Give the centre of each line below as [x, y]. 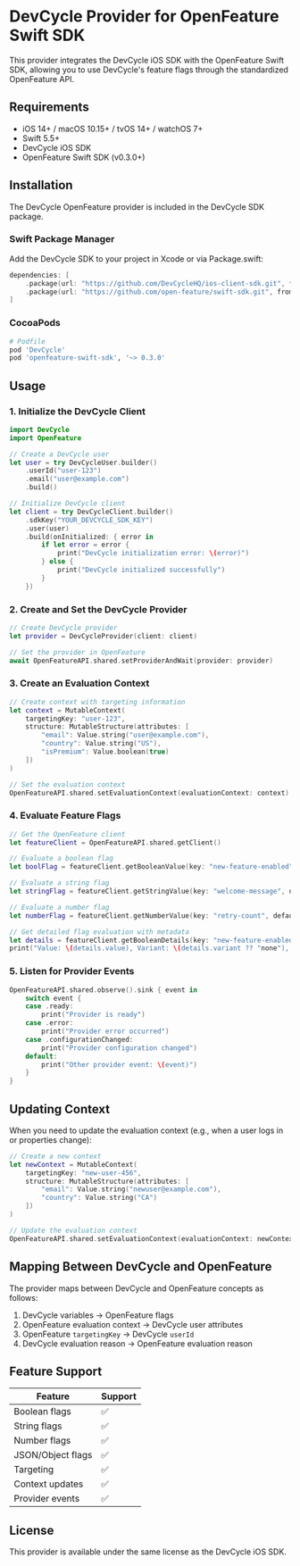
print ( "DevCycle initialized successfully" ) [141, 570]
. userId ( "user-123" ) [63, 471]
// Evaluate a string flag [59, 883]
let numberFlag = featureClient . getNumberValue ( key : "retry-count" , [139, 916]
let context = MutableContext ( [67, 710]
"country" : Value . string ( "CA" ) [100, 1198]
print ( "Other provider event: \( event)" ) [120, 1064]
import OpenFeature [46, 438]
